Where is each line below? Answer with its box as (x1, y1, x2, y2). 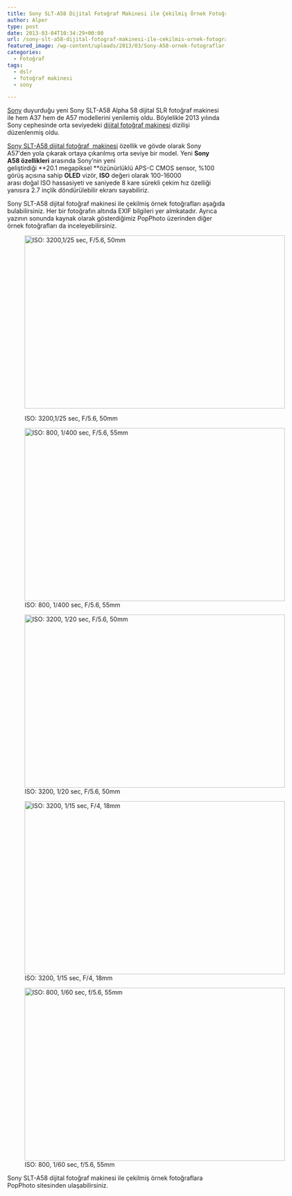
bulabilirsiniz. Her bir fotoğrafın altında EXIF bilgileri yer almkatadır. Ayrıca (7, 207, 217, 215)
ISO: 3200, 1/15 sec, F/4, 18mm (24, 974, 113, 982)
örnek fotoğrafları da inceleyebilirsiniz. (7, 221, 117, 230)
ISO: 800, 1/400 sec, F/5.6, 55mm (24, 601, 121, 609)
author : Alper (7, 17, 49, 24)
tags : (7, 62, 23, 69)
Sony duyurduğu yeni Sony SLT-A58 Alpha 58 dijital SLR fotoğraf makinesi (7, 106, 219, 115)
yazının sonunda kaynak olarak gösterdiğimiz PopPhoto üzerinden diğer (7, 214, 213, 223)
